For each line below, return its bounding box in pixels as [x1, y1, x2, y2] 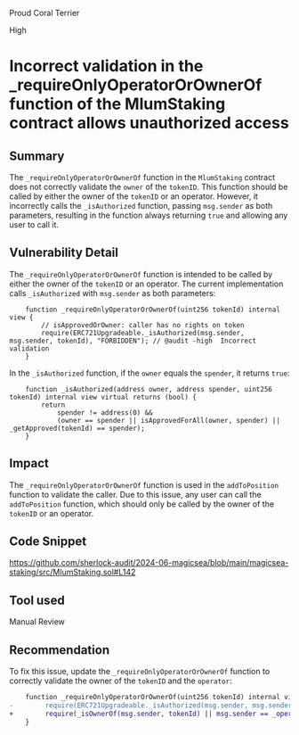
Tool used [9, 592, 65, 607]
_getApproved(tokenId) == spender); [9, 424, 145, 433]
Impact [9, 456, 49, 471]
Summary [9, 148, 65, 163]
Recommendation [9, 642, 109, 657]
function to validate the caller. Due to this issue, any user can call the [9, 489, 262, 500]
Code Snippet [9, 534, 87, 549]
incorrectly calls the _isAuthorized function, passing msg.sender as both [9, 201, 273, 211]
